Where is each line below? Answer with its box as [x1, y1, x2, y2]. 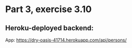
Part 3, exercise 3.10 [5, 4, 92, 15]
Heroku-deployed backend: [5, 24, 94, 32]
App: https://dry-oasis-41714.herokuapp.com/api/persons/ [5, 37, 127, 43]
